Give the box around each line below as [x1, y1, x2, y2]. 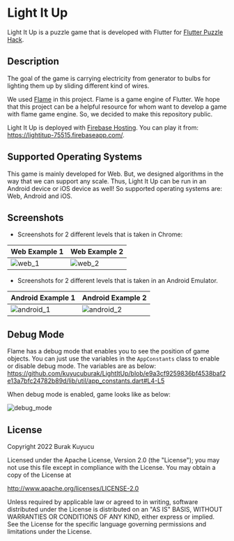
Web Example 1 [10, 247, 64, 257]
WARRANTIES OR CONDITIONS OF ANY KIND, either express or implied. [7, 512, 214, 521]
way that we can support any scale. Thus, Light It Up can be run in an [7, 176, 207, 185]
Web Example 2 [70, 247, 124, 257]
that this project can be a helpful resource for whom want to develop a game [7, 102, 227, 111]
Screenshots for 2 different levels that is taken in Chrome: [17, 230, 183, 238]
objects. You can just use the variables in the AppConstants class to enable [7, 354, 220, 363]
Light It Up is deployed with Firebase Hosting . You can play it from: [7, 123, 198, 132]
